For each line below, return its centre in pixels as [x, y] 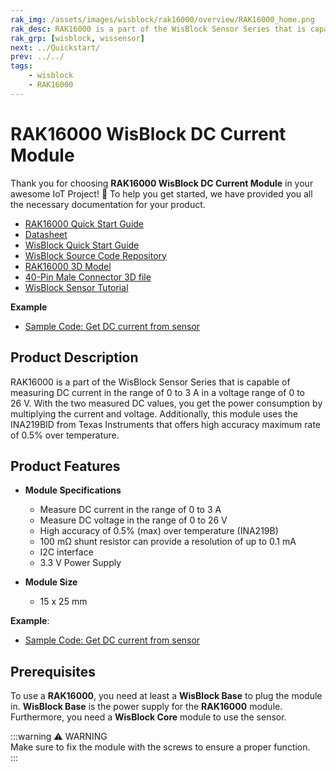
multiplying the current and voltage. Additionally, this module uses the [154, 413]
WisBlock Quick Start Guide [82, 245]
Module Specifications [73, 490]
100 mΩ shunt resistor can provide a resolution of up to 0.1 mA [168, 542]
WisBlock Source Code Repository [95, 255]
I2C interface [66, 552]
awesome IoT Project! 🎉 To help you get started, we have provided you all [161, 193]
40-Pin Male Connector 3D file [88, 277]
